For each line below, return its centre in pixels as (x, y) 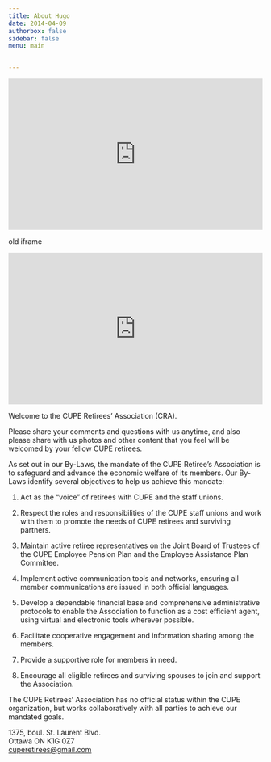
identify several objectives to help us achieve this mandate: (126, 482)
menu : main (27, 46)
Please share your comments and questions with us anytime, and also (124, 432)
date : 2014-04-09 (38, 23)
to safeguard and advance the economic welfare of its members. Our (123, 473)
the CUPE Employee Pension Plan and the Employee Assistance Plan (134, 554)
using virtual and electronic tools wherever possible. (107, 620)
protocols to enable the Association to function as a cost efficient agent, (140, 612)
